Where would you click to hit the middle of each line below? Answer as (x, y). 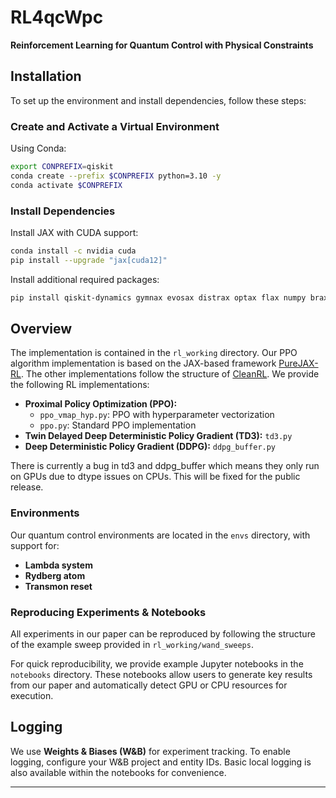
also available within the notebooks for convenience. (118, 772)
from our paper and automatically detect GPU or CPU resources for (149, 685)
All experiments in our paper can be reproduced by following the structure (163, 634)
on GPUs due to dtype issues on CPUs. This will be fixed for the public (155, 477)
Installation (46, 76)
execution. (32, 695)
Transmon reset (58, 586)
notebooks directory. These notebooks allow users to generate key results (161, 674)
